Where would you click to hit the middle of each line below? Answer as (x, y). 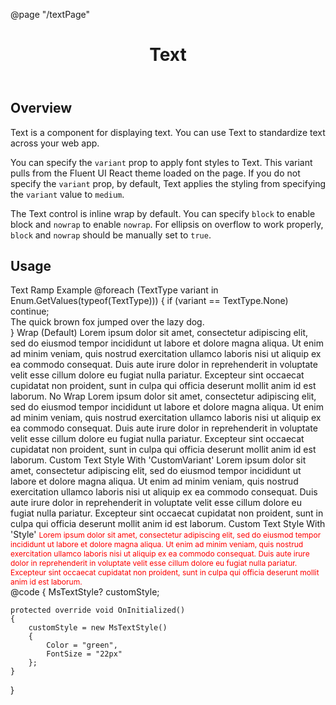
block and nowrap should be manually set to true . (111, 235)
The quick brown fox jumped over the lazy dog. (107, 322)
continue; (30, 311)
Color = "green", (82, 645)
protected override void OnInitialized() (98, 610)
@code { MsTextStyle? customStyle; (85, 592)
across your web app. (55, 143)
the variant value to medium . (67, 194)
